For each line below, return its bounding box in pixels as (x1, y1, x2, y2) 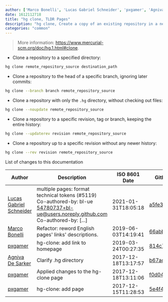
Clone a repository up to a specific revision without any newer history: (12, 140, 157, 146)
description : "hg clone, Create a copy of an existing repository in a (5, 21, 157, 26)
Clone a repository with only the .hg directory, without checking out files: (12, 97, 163, 103)
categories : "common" (5, 26, 50, 31)
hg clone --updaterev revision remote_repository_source (5, 131, 126, 136)
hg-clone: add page (36, 285, 84, 292)
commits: (12, 78, 31, 84)
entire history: (12, 121, 41, 127)
